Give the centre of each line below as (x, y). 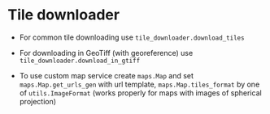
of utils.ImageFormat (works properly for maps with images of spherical (140, 93)
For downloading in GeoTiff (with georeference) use (106, 53)
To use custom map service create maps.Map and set (107, 75)
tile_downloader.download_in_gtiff (80, 61)
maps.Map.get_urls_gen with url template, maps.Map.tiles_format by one (139, 84)
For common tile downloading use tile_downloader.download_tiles (132, 37)
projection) (38, 101)
